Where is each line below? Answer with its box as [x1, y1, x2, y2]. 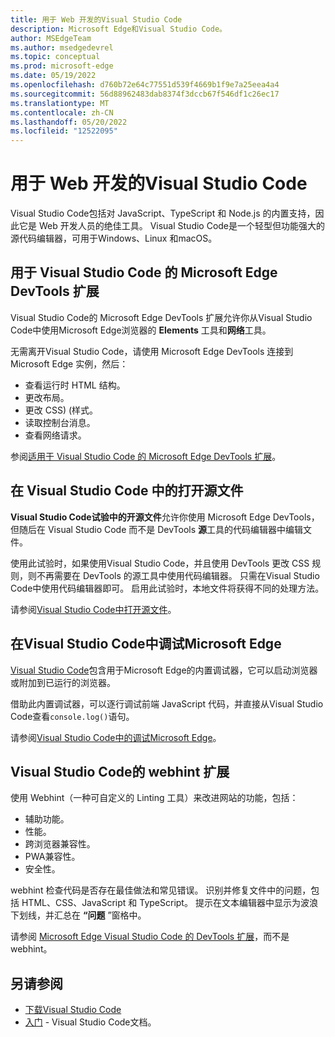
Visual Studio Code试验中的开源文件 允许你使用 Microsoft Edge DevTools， [10, 511, 320, 523]
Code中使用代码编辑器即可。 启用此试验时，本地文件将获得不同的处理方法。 [10, 582, 325, 594]
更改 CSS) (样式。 [24, 404, 99, 416]
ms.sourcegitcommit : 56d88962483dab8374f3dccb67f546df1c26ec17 [10, 89, 280, 99]
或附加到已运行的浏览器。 [10, 676, 116, 688]
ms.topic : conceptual [10, 52, 101, 62]
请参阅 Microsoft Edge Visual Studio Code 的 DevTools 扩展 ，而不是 [10, 931, 290, 943]
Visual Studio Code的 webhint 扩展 [10, 763, 230, 780]
